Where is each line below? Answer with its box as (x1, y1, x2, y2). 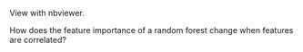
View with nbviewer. (9, 8, 85, 18)
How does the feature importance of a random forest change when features (9, 25, 294, 35)
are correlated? (9, 35, 66, 45)
